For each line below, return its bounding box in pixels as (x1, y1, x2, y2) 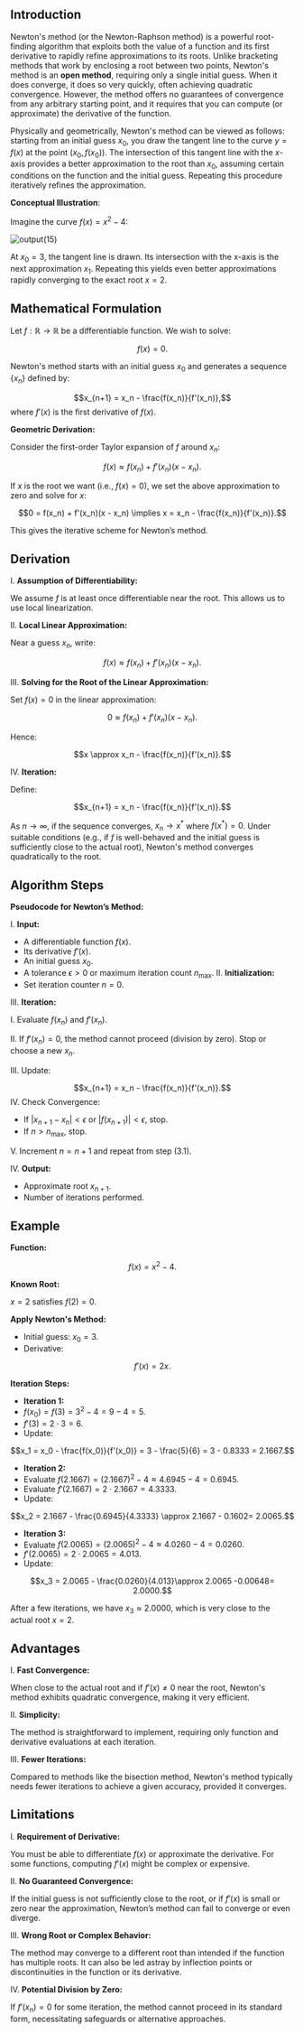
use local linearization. (10, 602, 94, 613)
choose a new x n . (10, 1045, 76, 1058)
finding (10, 41, 37, 51)
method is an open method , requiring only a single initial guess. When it (10, 70, 278, 80)
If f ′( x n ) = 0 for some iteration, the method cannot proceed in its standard (10, 2001, 283, 2014)
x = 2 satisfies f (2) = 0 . (10, 1295, 97, 1307)
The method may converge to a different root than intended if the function (10, 1947, 285, 1958)
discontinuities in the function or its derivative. (10, 1966, 182, 1977)
